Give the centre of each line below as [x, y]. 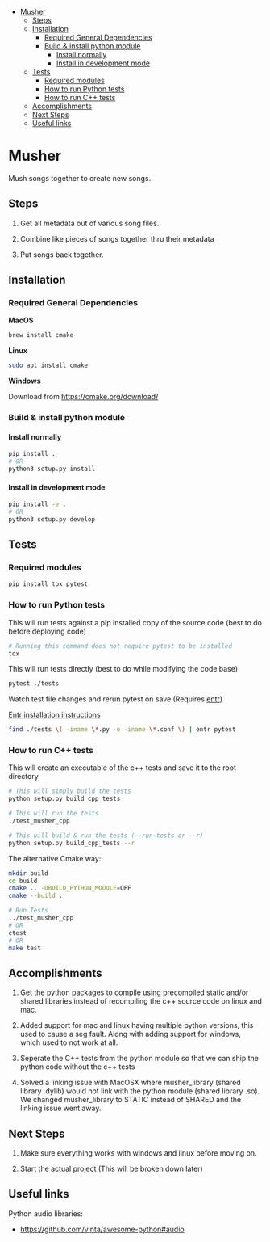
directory [23, 777]
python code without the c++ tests [77, 1067]
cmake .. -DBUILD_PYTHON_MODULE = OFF [70, 888]
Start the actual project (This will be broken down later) [111, 1169]
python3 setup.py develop [52, 519]
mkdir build [28, 873]
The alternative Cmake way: [55, 858]
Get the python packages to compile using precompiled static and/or [134, 992]
